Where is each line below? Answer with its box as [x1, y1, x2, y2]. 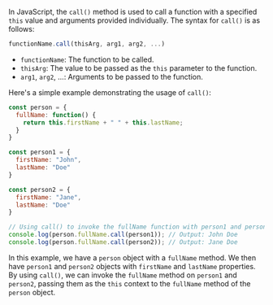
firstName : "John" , [15, 156, 82, 164]
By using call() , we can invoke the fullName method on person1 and [8, 270, 237, 280]
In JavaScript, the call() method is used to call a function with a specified [8, 7, 258, 16]
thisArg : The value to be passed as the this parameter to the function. [19, 63, 258, 72]
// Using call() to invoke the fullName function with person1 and [8, 223, 242, 231]
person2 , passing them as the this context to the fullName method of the [8, 278, 251, 288]
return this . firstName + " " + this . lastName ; [23, 118, 184, 127]
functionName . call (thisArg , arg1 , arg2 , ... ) [8, 40, 165, 48]
